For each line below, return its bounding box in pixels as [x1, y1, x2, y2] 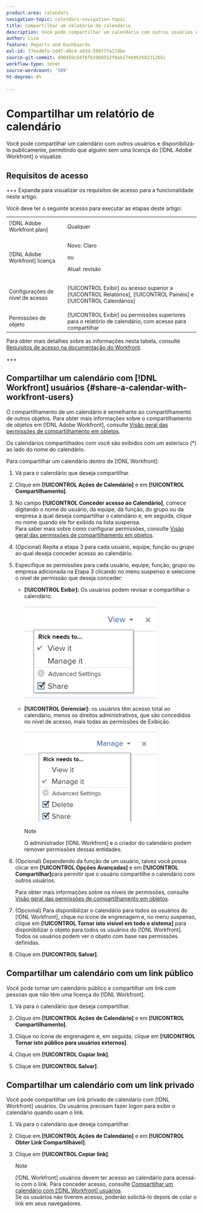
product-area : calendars [6, 10, 69, 16]
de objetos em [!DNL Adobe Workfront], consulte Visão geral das [6, 421, 168, 428]
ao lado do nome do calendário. [6, 446, 86, 453]
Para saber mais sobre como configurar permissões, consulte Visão [14, 525, 184, 532]
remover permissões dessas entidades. [24, 845, 123, 853]
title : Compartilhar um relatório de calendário [6, 22, 131, 29]
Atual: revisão [67, 266, 101, 272]
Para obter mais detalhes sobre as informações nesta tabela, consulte [6, 337, 181, 344]
